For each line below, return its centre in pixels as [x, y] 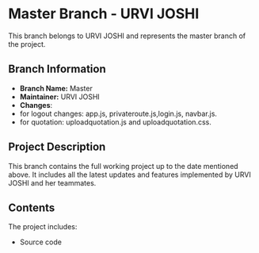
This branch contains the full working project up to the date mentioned [124, 166]
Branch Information [57, 69]
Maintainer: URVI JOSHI [60, 97]
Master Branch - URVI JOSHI [104, 14]
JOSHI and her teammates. [52, 182]
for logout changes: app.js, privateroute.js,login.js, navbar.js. [118, 113]
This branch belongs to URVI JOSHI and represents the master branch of [127, 36]
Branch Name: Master [56, 88]
